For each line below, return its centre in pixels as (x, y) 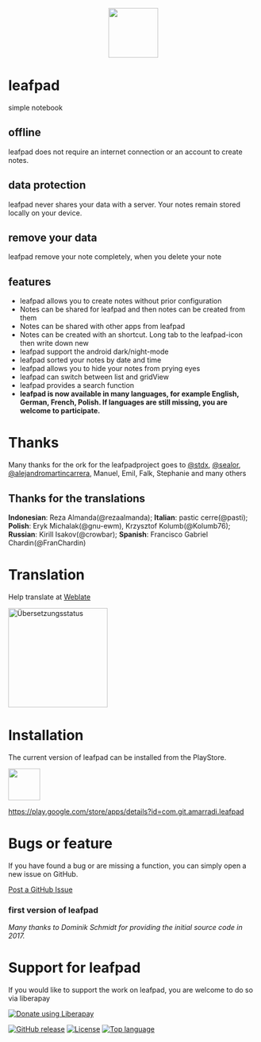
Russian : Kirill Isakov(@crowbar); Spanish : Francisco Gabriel (108, 534)
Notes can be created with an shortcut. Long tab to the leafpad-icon (131, 335)
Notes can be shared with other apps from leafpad (102, 327)
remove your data (53, 237)
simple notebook (36, 107)
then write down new (54, 343)
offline (25, 132)
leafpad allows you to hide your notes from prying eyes (110, 369)
